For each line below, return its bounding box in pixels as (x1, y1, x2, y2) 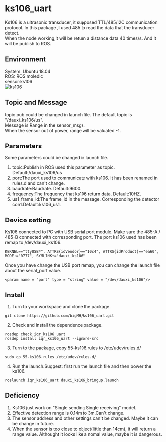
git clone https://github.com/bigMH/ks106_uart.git (5, 313, 114, 318)
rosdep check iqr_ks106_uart (5, 332, 66, 337)
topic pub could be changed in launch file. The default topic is (5, 111, 132, 117)
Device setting (5, 216, 51, 224)
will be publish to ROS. (5, 40, 51, 46)
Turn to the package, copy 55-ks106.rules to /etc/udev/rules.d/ (12, 345, 141, 351)
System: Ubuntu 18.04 (5, 68, 51, 74)
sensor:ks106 (5, 78, 33, 84)
